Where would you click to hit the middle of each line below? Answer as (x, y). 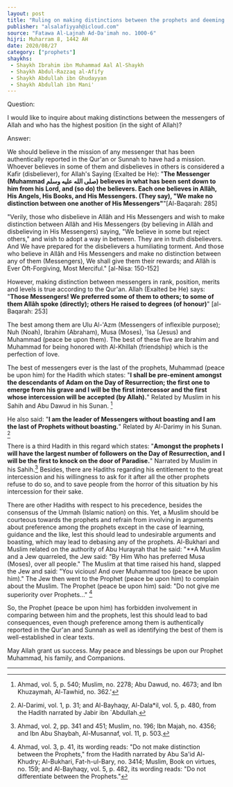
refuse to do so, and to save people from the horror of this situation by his (113, 484)
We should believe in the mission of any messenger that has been (101, 152)
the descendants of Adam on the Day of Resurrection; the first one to (109, 383)
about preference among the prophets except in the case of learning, (106, 527)
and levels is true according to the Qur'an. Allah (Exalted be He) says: (106, 289)
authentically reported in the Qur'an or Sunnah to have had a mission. (106, 159)
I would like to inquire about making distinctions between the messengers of (116, 118)
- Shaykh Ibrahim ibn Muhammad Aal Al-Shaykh (77, 65)
